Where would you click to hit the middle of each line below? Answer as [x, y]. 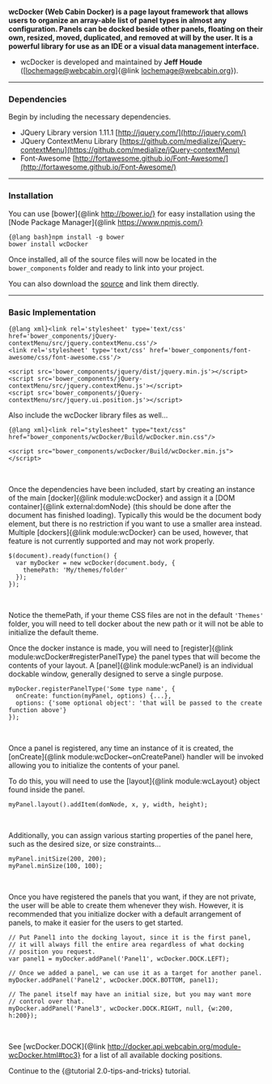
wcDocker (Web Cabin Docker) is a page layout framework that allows [128, 12]
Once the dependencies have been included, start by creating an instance [132, 489]
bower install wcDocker [49, 244]
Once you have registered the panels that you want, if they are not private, [132, 896]
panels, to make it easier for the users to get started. [96, 922]
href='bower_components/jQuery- [63, 336]
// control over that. [47, 1001]
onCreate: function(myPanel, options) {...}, [94, 696]
